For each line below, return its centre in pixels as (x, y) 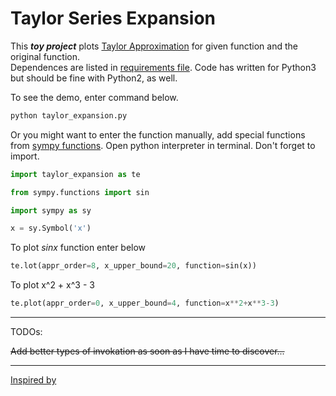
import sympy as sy (51, 210)
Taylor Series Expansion (113, 18)
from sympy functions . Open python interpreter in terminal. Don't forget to (163, 145)
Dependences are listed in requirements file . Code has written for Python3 (163, 67)
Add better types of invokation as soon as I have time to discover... (147, 351)
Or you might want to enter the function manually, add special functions (158, 134)
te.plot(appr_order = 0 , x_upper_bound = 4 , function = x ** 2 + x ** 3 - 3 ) (145, 303)
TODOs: (26, 332)
